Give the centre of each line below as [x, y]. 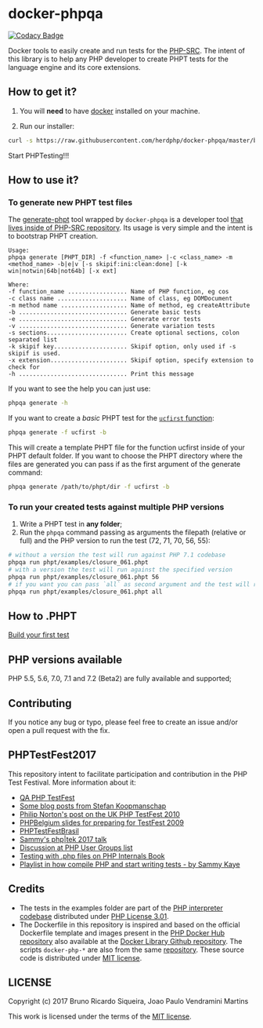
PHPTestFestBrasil [49, 831]
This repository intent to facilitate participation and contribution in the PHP [128, 774]
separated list [33, 340]
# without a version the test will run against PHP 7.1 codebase [117, 555]
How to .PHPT [43, 616]
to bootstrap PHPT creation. [53, 236]
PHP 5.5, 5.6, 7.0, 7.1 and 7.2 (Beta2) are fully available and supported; [120, 679]
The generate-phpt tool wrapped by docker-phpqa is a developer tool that [126, 220]
